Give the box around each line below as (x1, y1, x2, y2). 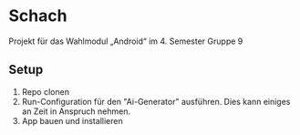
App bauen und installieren (21, 115, 124, 126)
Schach (8, 5, 67, 26)
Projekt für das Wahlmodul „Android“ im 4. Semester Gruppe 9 (8, 36, 243, 47)
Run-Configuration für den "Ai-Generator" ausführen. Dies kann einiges (21, 96, 291, 107)
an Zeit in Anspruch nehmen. (21, 106, 131, 117)
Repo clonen (21, 86, 70, 97)
